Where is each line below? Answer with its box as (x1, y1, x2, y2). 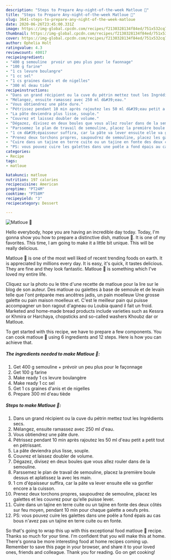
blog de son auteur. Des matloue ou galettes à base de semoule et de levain (6, 286, 164, 292)
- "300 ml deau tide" (6, 83, 52, 88)
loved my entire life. (6, 271, 47, 277)
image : (6, 26, 20, 31)
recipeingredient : (6, 54, 45, 60)
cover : (6, 36, 20, 41)
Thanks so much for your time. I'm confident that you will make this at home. (6, 533, 166, 539)
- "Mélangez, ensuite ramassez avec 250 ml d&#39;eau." (6, 97, 126, 102)
